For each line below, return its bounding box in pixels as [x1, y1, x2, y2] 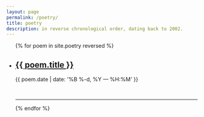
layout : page [6, 8, 39, 15]
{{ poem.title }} [15, 60, 74, 70]
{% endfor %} [15, 105, 50, 112]
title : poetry [6, 20, 42, 26]
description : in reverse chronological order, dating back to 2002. [6, 25, 183, 32]
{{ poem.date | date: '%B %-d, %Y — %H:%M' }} [15, 76, 138, 83]
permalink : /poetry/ [6, 14, 59, 21]
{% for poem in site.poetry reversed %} [15, 42, 114, 49]
